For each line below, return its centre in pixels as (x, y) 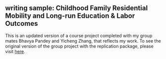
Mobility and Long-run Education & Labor (70, 16)
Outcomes (22, 24)
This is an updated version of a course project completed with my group (79, 35)
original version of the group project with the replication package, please (79, 46)
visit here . (15, 51)
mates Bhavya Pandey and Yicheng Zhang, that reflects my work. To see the (83, 41)
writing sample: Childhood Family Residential (76, 8)
